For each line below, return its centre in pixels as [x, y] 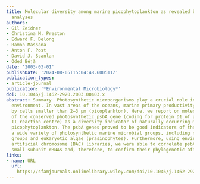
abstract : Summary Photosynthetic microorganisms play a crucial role [97, 100]
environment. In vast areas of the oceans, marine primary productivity [104, 105]
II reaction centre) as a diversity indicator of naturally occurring [101, 122]
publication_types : [30, 78]
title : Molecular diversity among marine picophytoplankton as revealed [98, 12]
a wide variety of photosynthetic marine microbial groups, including [101, 133]
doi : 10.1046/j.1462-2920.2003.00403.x [56, 94]
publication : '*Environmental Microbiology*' [63, 89]
